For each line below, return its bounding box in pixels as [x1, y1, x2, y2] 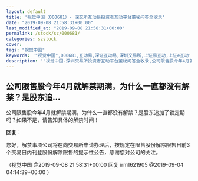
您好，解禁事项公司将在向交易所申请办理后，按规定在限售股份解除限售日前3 [6, 141, 190, 149]
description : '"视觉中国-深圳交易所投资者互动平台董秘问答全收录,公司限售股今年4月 [6, 58, 190, 64]
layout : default [6, 8, 46, 15]
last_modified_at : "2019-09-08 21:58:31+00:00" [6, 25, 126, 31]
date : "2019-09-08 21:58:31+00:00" [6, 19, 94, 25]
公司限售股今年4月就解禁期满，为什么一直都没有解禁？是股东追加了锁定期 [6, 109, 186, 116]
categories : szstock [6, 36, 57, 42]
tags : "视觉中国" [6, 47, 45, 53]
